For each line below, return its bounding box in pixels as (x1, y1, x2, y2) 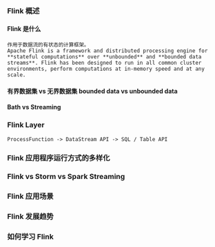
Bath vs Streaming (7, 103, 61, 111)
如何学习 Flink (7, 232, 54, 241)
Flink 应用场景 (7, 191, 54, 201)
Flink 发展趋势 (7, 212, 54, 222)
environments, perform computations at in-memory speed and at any (7, 65, 205, 73)
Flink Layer (7, 120, 45, 130)
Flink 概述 (7, 6, 40, 15)
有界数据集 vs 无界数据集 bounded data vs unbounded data (7, 87, 178, 95)
